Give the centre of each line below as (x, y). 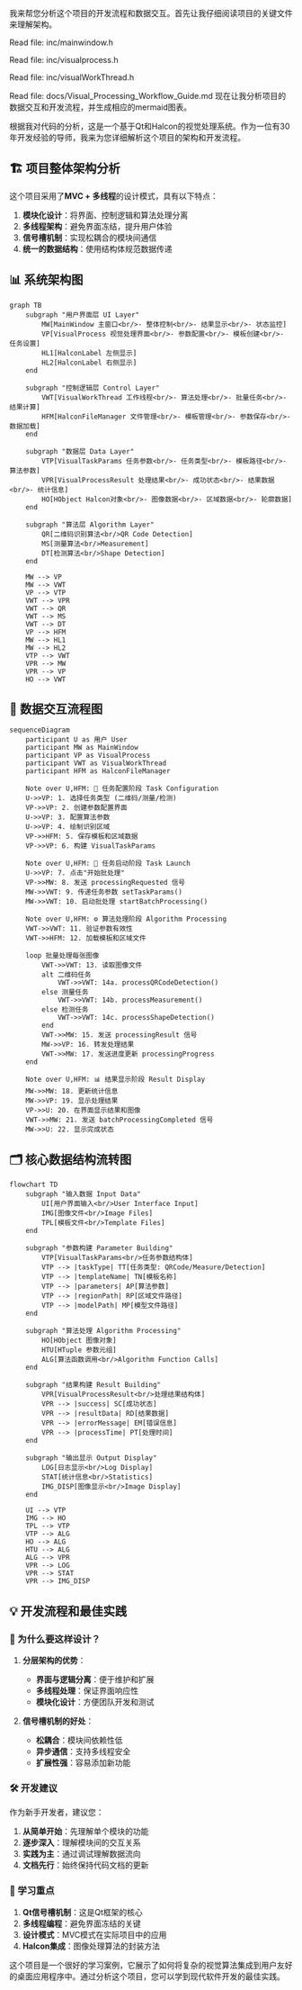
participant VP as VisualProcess (88, 756)
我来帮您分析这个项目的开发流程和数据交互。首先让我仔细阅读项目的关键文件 (151, 13)
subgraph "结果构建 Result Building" (93, 1385)
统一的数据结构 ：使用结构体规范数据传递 (97, 248)
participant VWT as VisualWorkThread (96, 763)
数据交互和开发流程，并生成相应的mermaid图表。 (101, 107)
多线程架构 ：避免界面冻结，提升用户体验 (97, 226)
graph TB (26, 305)
